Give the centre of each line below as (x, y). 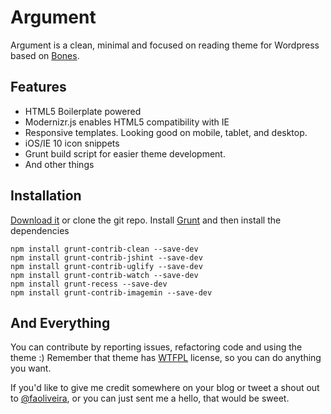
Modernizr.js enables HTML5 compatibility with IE (127, 122)
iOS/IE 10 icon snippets (72, 143)
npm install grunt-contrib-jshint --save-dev (106, 257)
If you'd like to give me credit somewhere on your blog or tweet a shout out (165, 388)
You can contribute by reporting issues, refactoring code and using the (156, 347)
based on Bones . (45, 55)
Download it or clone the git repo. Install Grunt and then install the (146, 220)
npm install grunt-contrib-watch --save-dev (104, 275)
